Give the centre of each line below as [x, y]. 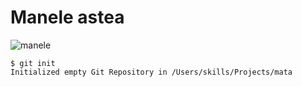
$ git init [33, 63]
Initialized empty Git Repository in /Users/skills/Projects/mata [151, 72]
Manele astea [67, 17]
